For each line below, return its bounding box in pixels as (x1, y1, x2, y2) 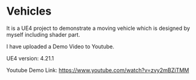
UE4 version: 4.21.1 (6, 54, 54, 62)
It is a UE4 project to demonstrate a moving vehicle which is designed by (6, 24, 190, 32)
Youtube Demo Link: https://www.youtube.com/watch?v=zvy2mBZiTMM (6, 66, 189, 74)
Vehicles (6, 4, 52, 18)
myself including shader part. (6, 31, 81, 38)
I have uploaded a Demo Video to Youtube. (6, 43, 115, 50)
